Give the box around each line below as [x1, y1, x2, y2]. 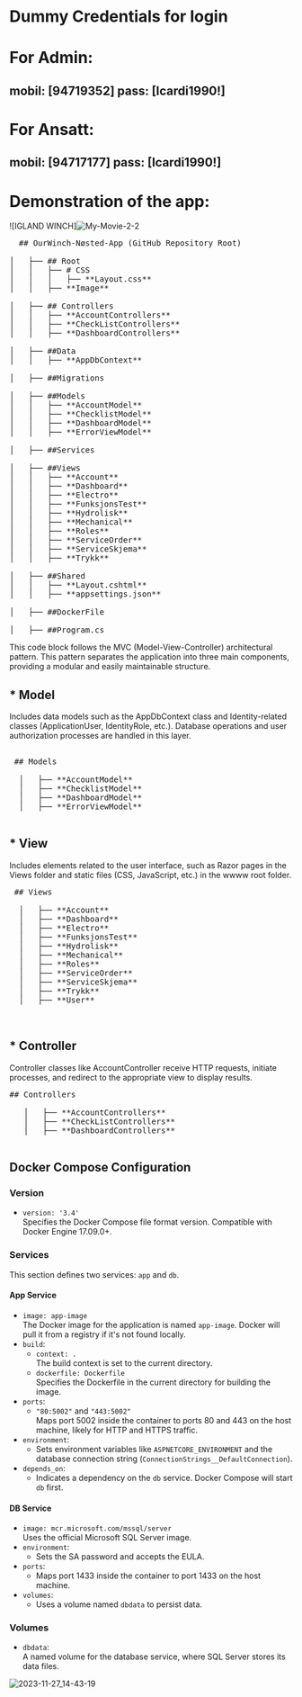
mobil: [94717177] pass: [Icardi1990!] [9, 155, 222, 170]
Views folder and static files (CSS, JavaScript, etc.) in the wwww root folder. [9, 869, 292, 880]
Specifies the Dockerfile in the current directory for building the [35, 1377, 271, 1387]
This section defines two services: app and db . [9, 1269, 180, 1279]
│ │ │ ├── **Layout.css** [9, 274, 152, 284]
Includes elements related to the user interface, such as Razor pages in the [9, 859, 288, 870]
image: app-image [22, 1311, 88, 1320]
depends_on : [22, 1462, 66, 1473]
